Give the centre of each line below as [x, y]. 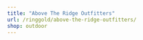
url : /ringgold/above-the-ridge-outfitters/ [72, 20]
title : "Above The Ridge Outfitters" [61, 13]
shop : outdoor [27, 26]
